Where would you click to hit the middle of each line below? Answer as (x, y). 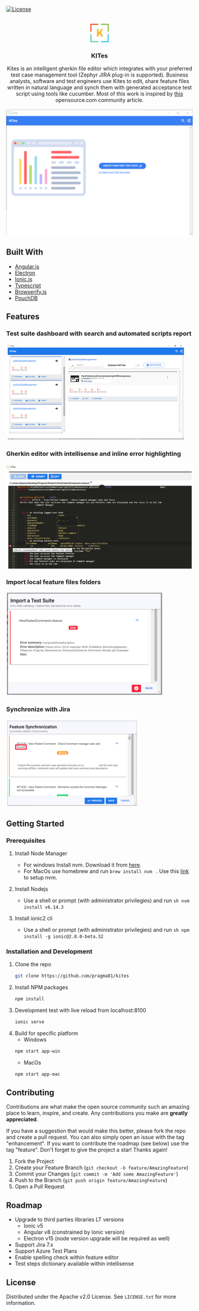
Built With (25, 252)
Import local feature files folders (54, 582)
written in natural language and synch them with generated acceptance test (99, 88)
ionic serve (29, 1022)
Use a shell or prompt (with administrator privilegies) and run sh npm (106, 929)
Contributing (30, 1092)
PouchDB (26, 298)
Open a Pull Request (40, 1186)
